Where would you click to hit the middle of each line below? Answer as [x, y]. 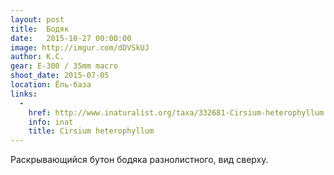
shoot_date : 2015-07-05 [60, 76]
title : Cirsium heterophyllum [91, 131]
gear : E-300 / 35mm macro [64, 66]
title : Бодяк [40, 29]
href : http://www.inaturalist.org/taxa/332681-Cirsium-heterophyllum [176, 112]
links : [24, 94]
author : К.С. [37, 57]
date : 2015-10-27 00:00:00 [71, 38]
